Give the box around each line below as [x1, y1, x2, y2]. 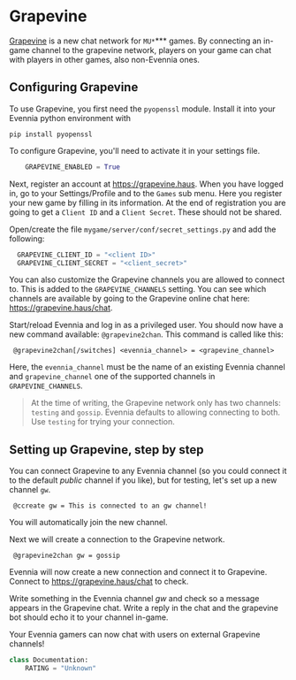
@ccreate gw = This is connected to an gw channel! [12, 501, 208, 510]
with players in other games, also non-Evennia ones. [9, 54, 201, 65]
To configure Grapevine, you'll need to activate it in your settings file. [9, 145, 261, 156]
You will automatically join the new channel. [9, 517, 168, 528]
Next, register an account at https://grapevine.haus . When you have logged [9, 179, 285, 189]
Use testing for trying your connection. [30, 416, 175, 427]
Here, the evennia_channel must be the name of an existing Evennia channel [9, 362, 285, 372]
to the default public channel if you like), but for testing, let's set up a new [9, 475, 277, 485]
